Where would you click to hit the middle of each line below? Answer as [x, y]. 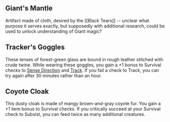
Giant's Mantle [29, 8]
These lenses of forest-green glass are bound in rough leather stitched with [84, 59]
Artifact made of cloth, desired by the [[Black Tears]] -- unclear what [77, 20]
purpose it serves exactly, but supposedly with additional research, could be [85, 26]
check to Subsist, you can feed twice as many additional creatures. [75, 114]
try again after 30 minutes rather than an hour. [54, 75]
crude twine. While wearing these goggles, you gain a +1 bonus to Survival [83, 65]
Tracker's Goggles [35, 47]
